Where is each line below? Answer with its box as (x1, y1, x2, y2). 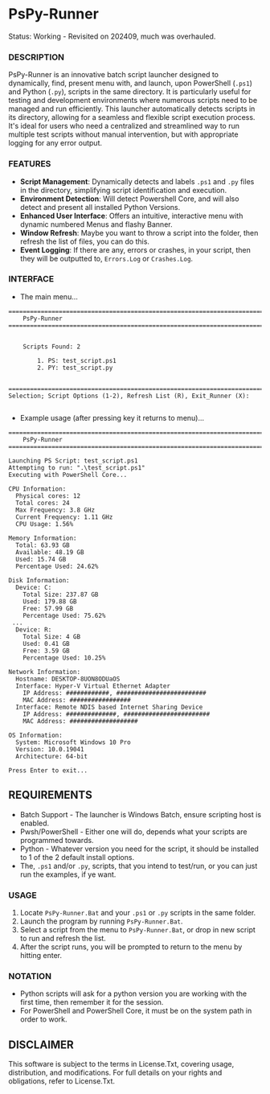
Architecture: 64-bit (15, 752, 88, 760)
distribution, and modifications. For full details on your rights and (8, 1067, 223, 1078)
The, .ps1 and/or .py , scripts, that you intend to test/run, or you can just (19, 861, 258, 870)
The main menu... (19, 291, 79, 302)
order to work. (19, 1014, 67, 1024)
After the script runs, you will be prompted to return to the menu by (19, 942, 243, 952)
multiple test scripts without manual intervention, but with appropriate (8, 130, 239, 139)
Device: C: (15, 583, 52, 591)
